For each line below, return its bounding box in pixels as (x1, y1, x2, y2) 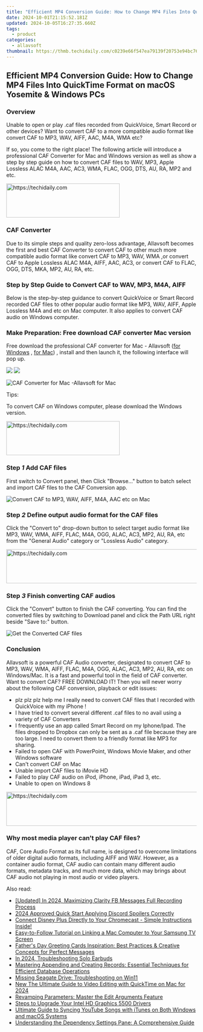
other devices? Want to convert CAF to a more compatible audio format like (6, 128, 194, 135)
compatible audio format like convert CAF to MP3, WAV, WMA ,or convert (6, 252, 188, 260)
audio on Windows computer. (6, 314, 80, 321)
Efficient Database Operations (14, 967, 90, 975)
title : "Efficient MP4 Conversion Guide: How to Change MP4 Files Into (6, 8, 190, 15)
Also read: (6, 885, 32, 892)
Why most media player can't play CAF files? (6, 834, 141, 842)
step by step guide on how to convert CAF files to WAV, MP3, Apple (6, 158, 174, 166)
